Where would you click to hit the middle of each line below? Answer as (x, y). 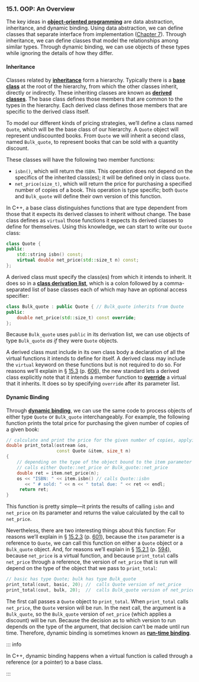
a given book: (23, 429)
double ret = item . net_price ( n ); (58, 473)
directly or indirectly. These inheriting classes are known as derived (89, 92)
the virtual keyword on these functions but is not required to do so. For (94, 365)
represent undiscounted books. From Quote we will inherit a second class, (96, 136)
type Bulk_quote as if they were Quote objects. (62, 341)
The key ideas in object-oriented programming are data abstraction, (90, 22)
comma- (174, 283)
